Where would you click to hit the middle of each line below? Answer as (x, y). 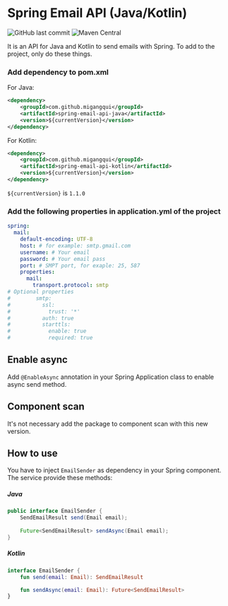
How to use (32, 454)
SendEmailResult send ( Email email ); (74, 518)
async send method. (37, 384)
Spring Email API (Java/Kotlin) (97, 13)
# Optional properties (41, 292)
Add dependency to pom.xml (58, 72)
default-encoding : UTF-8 (56, 239)
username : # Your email (55, 252)
